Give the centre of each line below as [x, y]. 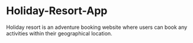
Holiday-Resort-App [57, 11]
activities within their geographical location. [59, 33]
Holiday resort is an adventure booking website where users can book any [97, 27]
